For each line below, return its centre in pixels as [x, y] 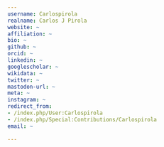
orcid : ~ [20, 54]
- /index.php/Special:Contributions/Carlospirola [82, 119]
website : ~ [23, 27]
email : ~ [20, 126]
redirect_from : [30, 107]
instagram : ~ [27, 100]
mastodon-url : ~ [31, 87]
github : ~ [22, 47]
